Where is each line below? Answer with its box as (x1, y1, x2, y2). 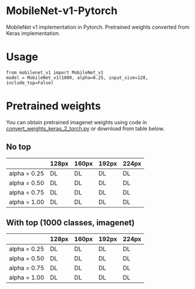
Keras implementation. (6, 29, 60, 36)
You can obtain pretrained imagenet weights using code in (6, 118, 147, 125)
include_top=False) (6, 80, 54, 86)
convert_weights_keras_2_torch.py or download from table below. (6, 125, 165, 132)
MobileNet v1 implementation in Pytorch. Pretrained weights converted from (6, 23, 190, 30)
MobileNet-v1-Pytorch (6, 4, 117, 18)
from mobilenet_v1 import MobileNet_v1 (6, 69, 104, 76)
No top (6, 142, 31, 152)
